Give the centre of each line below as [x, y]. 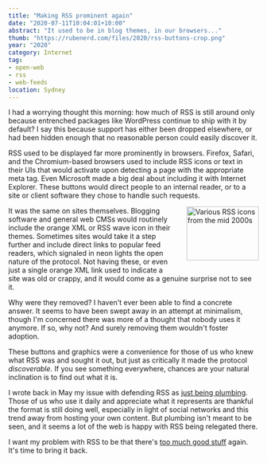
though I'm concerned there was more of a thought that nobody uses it [124, 320]
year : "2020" [30, 45]
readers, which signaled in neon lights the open [86, 253]
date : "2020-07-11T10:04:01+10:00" [67, 23]
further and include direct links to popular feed [85, 245]
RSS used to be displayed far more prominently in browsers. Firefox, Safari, [131, 153]
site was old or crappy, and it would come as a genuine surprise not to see [130, 279]
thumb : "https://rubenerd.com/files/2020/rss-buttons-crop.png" [117, 38]
